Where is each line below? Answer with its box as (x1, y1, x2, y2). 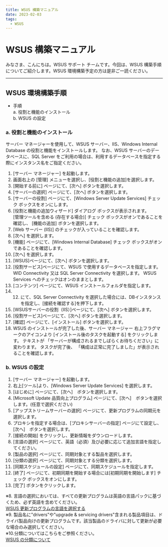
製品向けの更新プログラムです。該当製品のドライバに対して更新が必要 (18, 518, 163, 524)
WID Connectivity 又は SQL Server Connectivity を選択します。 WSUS (12, 270, 157, 276)
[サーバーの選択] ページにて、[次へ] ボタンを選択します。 (12, 189, 131, 195)
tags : (5, 16, 17, 21)
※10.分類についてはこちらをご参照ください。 (5, 530, 97, 536)
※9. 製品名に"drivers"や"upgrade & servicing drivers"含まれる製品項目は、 (5, 512, 159, 518)
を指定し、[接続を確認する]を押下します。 (20, 300, 107, 307)
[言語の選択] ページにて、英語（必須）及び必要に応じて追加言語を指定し (12, 438, 162, 444)
